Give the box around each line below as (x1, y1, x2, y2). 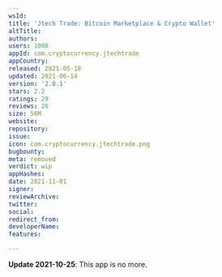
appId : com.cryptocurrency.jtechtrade (8, 49, 139, 58)
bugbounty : (8, 147, 45, 156)
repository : (8, 125, 49, 133)
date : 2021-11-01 (8, 177, 67, 186)
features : (8, 230, 42, 239)
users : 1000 (8, 42, 49, 50)
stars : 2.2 (8, 87, 45, 96)
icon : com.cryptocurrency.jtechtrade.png (8, 139, 151, 148)
